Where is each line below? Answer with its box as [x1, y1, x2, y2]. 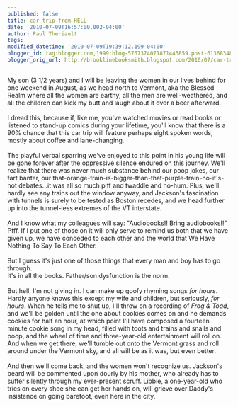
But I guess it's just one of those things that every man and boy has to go [7, 256, 221, 265]
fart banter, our [7, 173, 52, 182]
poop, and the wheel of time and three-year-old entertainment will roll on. [7, 331, 222, 340]
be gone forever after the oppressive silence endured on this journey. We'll [7, 159, 225, 167]
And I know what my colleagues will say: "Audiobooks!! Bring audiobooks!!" [7, 219, 228, 227]
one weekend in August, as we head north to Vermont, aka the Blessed [7, 83, 215, 92]
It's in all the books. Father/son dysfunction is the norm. [7, 271, 170, 280]
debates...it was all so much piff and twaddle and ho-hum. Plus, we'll [18, 181, 220, 190]
